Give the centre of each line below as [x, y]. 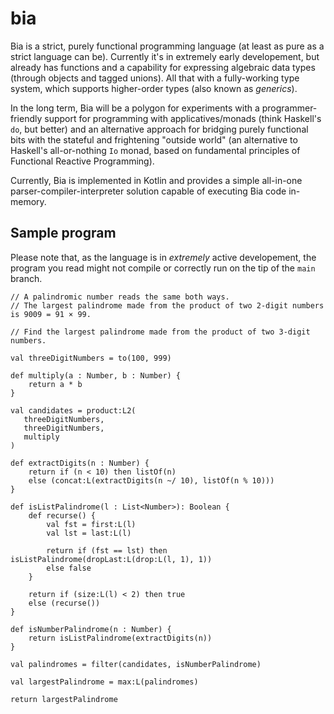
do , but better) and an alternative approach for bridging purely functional [159, 129]
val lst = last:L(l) [89, 533]
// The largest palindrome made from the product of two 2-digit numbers [167, 305]
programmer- [289, 108]
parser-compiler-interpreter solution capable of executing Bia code [148, 191]
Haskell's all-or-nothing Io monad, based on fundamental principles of [155, 150]
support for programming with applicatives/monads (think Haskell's [183, 118]
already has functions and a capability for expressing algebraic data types [163, 67]
